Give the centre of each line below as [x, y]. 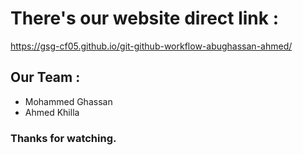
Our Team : [45, 77]
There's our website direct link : [144, 18]
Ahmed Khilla [52, 112]
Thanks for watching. [63, 138]
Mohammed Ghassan [68, 101]
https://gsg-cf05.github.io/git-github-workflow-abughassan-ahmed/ [151, 46]
